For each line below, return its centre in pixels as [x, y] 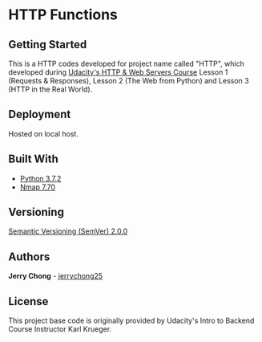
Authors [29, 256]
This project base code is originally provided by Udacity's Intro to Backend [131, 321]
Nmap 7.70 [38, 187]
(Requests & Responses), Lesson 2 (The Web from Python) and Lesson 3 [129, 81]
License [28, 301]
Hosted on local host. [43, 133]
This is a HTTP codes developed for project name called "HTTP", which [126, 63]
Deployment [40, 114]
